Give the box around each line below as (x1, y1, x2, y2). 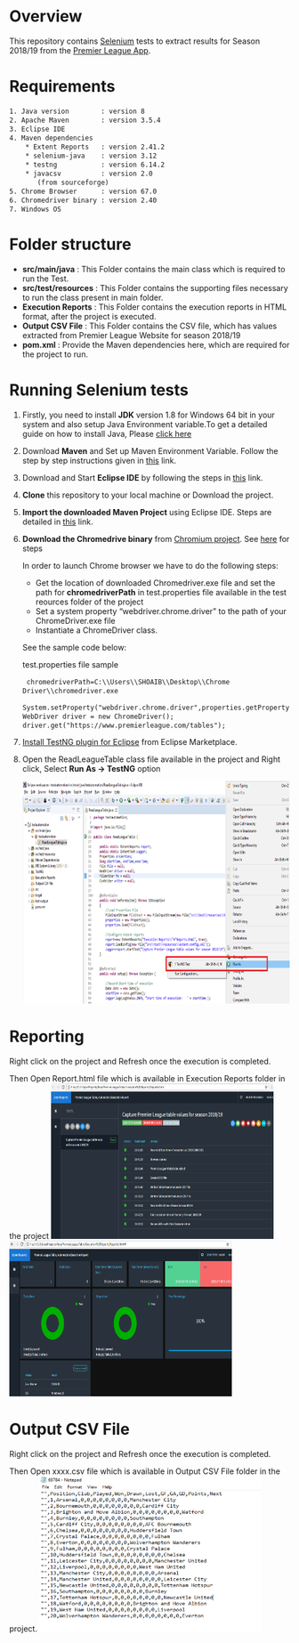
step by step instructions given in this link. (21, 455, 176, 465)
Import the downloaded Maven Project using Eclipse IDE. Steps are (21, 506, 272, 517)
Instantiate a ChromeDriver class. (35, 625, 158, 635)
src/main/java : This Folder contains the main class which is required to (21, 263, 286, 274)
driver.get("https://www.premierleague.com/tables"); (21, 721, 226, 730)
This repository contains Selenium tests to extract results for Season (9, 36, 261, 46)
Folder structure (9, 234, 132, 255)
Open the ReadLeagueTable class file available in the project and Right (21, 754, 281, 765)
